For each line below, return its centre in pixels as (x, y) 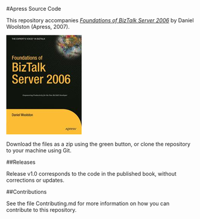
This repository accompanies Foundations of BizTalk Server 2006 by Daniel (100, 20)
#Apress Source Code (34, 9)
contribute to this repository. (42, 210)
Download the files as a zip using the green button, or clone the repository (98, 144)
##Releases (21, 162)
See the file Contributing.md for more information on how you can (88, 203)
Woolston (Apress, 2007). (38, 27)
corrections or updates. (35, 180)
